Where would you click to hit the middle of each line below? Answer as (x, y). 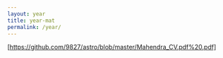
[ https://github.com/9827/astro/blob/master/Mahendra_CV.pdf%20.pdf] (112, 47)
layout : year (26, 14)
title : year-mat (31, 21)
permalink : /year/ (34, 27)
